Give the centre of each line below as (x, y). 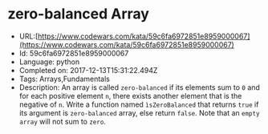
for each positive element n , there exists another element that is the (130, 95)
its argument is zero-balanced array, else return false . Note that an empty (139, 112)
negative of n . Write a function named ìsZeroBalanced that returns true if (139, 104)
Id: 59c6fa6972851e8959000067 (74, 53)
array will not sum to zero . (62, 121)
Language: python (49, 62)
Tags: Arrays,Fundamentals (64, 79)
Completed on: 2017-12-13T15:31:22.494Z (88, 70)
